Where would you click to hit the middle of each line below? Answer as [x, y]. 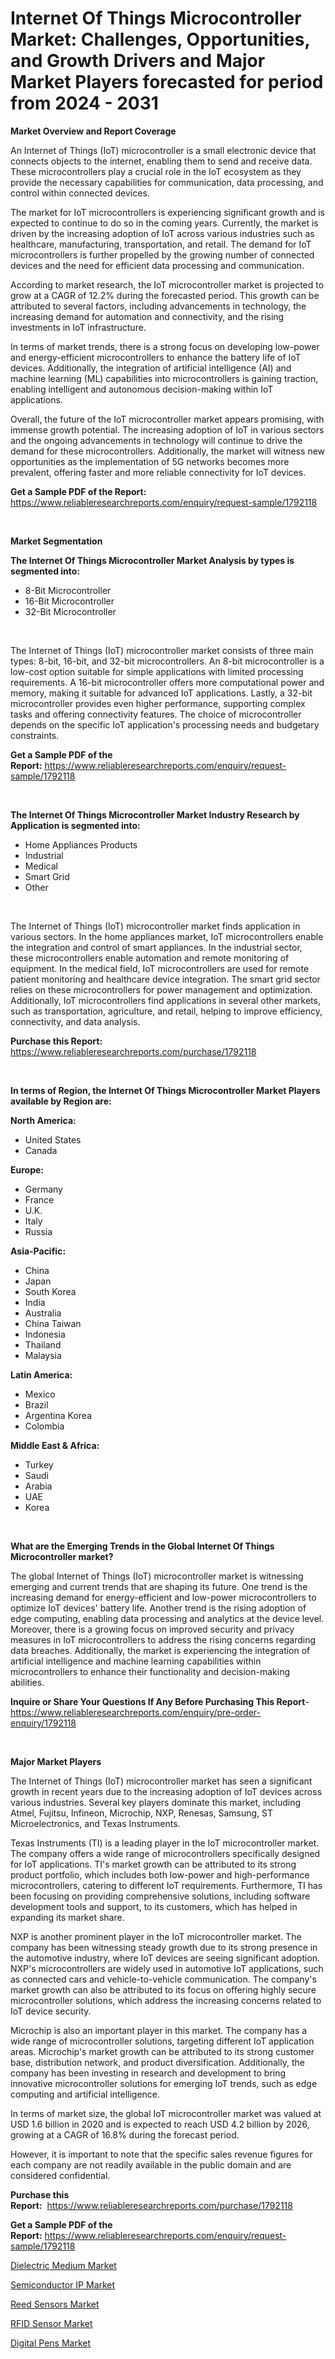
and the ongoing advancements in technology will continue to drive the [156, 440]
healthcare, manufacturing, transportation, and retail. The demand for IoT [161, 244]
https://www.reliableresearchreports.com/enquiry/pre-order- [135, 1712]
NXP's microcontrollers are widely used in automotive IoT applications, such [167, 1968]
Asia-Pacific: [38, 1251]
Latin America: [41, 1374]
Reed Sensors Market [55, 2304]
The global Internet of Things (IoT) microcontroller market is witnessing [157, 1576]
